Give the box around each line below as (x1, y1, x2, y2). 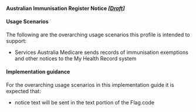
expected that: (6, 88, 41, 94)
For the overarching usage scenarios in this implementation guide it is (6, 82, 174, 88)
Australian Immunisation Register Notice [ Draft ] (6, 5, 125, 12)
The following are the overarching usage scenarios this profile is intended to (6, 31, 191, 38)
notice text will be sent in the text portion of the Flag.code (14, 99, 154, 106)
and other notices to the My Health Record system (14, 55, 137, 62)
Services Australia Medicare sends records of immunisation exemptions (14, 49, 189, 56)
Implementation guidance (6, 68, 70, 76)
